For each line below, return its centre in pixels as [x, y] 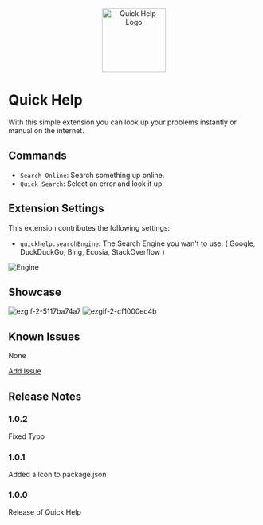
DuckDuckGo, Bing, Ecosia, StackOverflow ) [92, 251]
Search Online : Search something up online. [92, 175]
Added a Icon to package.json [57, 475]
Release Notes [45, 396]
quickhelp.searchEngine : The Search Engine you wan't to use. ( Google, [137, 243]
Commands [38, 156]
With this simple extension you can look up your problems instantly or [123, 122]
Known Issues [44, 336]
